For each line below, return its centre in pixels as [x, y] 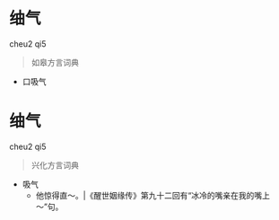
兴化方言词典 [55, 165]
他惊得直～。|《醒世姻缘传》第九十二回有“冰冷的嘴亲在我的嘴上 [153, 195]
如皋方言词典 [55, 62]
